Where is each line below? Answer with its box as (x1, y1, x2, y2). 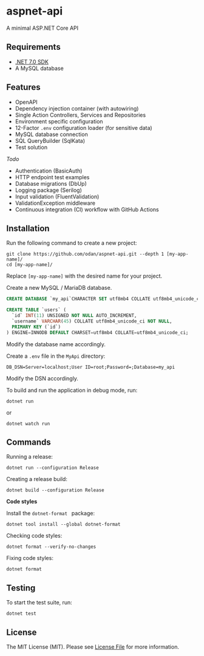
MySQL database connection (15, 131, 88, 138)
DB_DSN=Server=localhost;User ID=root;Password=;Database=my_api (6, 364, 175, 370)
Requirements (6, 42, 61, 52)
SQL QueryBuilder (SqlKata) (15, 137, 86, 144)
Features (6, 82, 41, 92)
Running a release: (6, 453, 53, 460)
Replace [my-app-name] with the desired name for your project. (6, 272, 163, 280)
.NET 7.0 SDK (15, 58, 49, 65)
